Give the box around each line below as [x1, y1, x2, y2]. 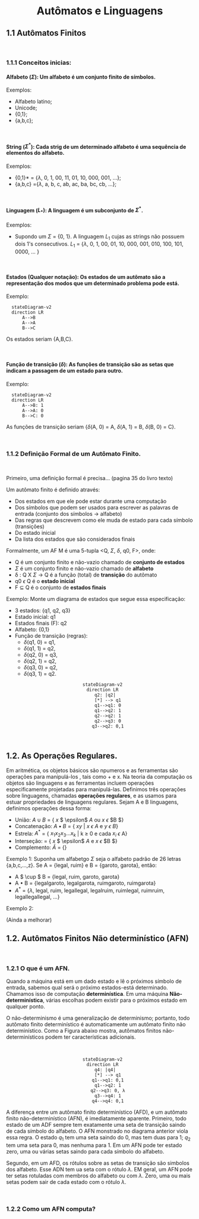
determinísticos [6, 1033, 45, 1041]
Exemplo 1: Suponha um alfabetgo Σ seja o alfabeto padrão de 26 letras [6, 856, 181, 863]
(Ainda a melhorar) [6, 916, 52, 923]
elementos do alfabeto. [6, 149, 65, 156]
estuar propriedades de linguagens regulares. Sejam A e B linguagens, [6, 798, 179, 806]
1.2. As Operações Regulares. [6, 751, 118, 761]
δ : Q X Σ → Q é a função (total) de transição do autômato [14, 571, 157, 578]
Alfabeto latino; [14, 98, 52, 105]
